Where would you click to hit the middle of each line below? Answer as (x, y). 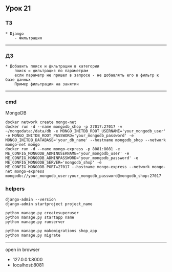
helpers (15, 189)
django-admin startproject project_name (49, 204)
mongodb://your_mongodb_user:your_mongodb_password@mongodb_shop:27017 (83, 176)
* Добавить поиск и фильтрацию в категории (52, 66)
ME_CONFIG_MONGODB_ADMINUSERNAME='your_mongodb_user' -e (67, 154)
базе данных (18, 80)
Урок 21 (18, 8)
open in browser (23, 250)
